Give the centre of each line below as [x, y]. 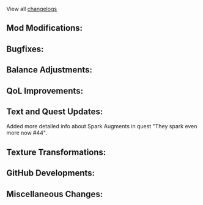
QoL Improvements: [45, 91]
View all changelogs [31, 9]
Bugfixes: [25, 49]
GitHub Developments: [51, 173]
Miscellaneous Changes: [55, 194]
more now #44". [27, 133]
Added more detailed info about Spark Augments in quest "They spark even [102, 126]
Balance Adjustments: [50, 70]
